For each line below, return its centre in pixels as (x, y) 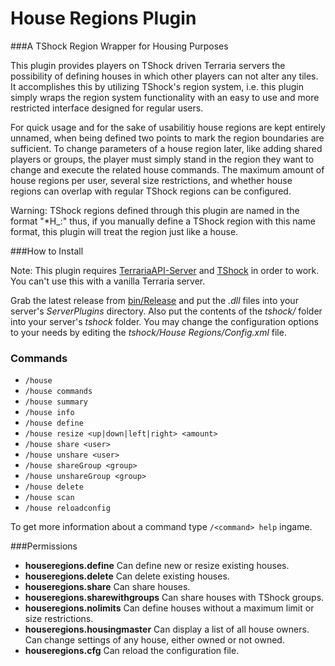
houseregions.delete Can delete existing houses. (127, 576)
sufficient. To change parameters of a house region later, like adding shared (166, 148)
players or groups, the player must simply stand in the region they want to (162, 159)
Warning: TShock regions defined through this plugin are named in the (155, 210)
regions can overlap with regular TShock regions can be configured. (151, 191)
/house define (54, 423)
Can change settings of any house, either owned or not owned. (154, 640)
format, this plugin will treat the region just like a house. (124, 231)
